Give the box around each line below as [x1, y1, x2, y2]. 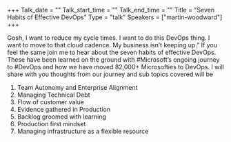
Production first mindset [17, 120, 86, 128]
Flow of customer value [17, 98, 85, 106]
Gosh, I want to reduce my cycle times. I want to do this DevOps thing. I [7, 34, 210, 42]
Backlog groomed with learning [17, 113, 107, 121]
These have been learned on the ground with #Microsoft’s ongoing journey [7, 56, 220, 64]
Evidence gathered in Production [17, 106, 111, 113]
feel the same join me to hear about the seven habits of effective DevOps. [7, 48, 217, 56]
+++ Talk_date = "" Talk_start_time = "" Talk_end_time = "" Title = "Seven [7, 6, 215, 14]
